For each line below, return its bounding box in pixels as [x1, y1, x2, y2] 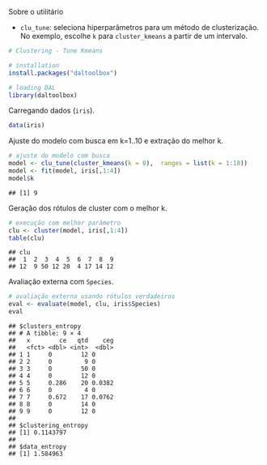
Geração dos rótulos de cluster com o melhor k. [8, 203, 167, 213]
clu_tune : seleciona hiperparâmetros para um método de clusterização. [19, 23, 259, 32]
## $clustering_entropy [8, 421, 89, 429]
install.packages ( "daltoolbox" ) [8, 69, 117, 77]
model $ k [8, 174, 35, 182]
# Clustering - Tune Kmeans [8, 47, 104, 55]
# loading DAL [8, 83, 57, 92]
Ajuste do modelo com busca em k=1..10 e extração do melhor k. [8, 136, 224, 146]
